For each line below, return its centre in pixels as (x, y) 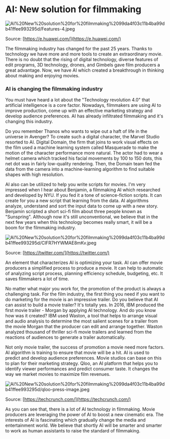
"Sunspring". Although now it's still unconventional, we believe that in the (82, 217)
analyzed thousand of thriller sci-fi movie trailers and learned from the (79, 332)
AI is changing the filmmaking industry (54, 89)
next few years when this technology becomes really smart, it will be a (79, 222)
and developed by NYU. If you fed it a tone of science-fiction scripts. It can (84, 195)
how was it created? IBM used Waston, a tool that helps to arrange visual (81, 316)
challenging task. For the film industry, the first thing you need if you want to (85, 294)
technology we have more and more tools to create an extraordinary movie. (84, 54)
